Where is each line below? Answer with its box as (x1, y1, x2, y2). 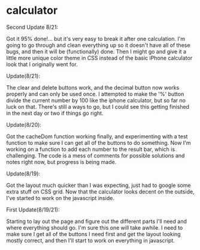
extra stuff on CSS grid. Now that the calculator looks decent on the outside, (6, 187, 195, 195)
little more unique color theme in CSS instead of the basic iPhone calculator (6, 54, 193, 61)
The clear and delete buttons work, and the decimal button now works (6, 84, 180, 91)
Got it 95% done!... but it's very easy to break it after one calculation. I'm (6, 35, 186, 42)
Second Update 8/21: (6, 23, 59, 31)
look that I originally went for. (6, 61, 78, 68)
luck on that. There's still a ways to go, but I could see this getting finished (6, 103, 190, 110)
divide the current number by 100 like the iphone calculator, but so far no (6, 97, 186, 104)
